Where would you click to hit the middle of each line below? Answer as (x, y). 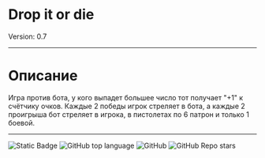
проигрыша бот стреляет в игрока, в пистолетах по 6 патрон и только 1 (129, 114)
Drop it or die (51, 15)
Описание (43, 76)
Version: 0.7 (28, 36)
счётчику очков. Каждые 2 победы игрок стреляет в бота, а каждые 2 (127, 106)
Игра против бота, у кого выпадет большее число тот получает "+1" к (126, 97)
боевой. (22, 122)
